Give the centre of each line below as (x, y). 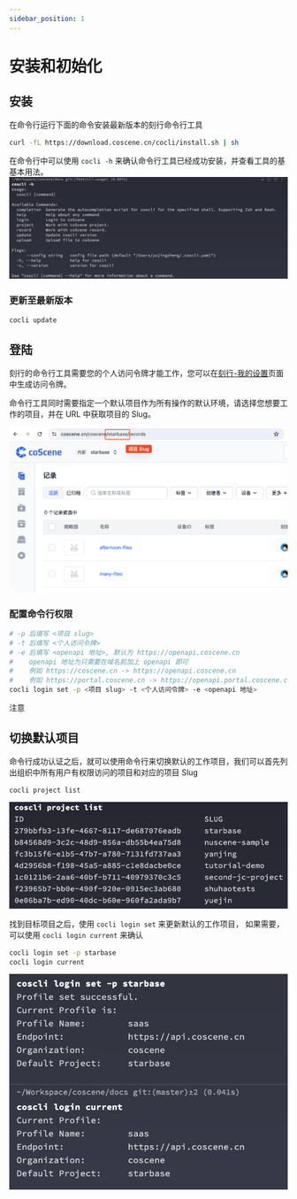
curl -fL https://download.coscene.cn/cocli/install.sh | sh (124, 142)
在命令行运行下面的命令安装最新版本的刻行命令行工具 (106, 125)
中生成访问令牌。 (40, 384)
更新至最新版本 (41, 300)
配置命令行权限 (41, 613)
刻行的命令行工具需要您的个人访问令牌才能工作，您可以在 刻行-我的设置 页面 (147, 373)
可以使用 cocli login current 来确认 (76, 934)
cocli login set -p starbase (63, 953)
